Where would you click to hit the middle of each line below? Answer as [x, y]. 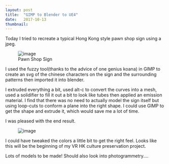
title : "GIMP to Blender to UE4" [42, 15]
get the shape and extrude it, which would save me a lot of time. [72, 111]
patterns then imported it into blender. [45, 80]
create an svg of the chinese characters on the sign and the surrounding [81, 75]
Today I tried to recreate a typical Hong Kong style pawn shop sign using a [83, 39]
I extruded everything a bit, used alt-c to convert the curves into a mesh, [81, 90]
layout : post [19, 10]
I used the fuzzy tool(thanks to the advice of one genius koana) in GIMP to [83, 69]
